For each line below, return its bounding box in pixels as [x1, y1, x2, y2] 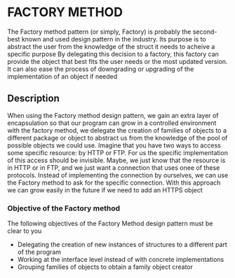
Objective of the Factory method [7, 203, 121, 213]
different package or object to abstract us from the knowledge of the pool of [7, 133, 228, 142]
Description [7, 93, 60, 105]
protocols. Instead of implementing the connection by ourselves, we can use [7, 171, 229, 179]
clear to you [7, 227, 42, 235]
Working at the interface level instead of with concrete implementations [17, 256, 224, 264]
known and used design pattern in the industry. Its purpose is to [21, 34, 206, 43]
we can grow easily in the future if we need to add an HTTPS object [7, 185, 203, 194]
